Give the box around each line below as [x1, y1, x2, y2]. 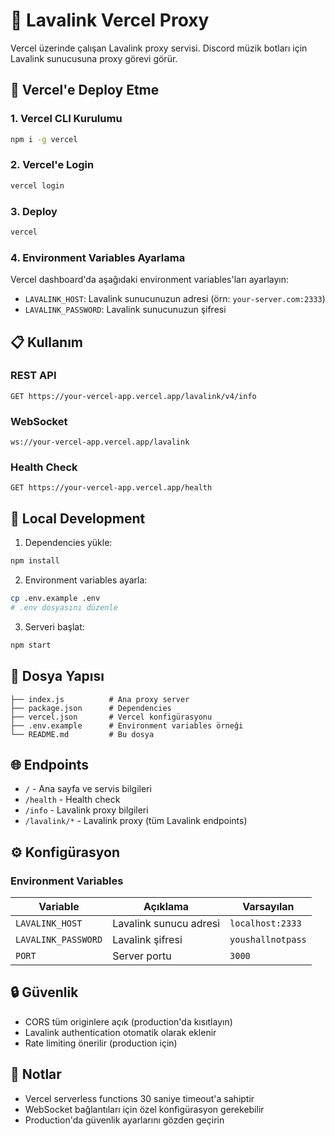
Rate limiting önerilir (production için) [24, 1037, 178, 1049]
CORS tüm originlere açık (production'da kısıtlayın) [24, 1015, 233, 1028]
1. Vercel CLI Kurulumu [10, 112, 123, 126]
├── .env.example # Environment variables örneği [10, 720, 244, 731]
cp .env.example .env [10, 594, 101, 604]
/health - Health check [24, 794, 121, 806]
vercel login [10, 180, 65, 191]
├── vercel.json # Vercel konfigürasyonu [10, 712, 213, 722]
